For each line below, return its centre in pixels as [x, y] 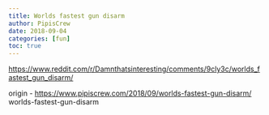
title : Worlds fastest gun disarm [67, 16]
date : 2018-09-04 [38, 31]
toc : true [25, 46]
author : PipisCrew [39, 23]
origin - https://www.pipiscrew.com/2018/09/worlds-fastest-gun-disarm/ [130, 93]
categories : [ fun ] [39, 38]
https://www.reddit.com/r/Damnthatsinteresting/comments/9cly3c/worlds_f [134, 69]
